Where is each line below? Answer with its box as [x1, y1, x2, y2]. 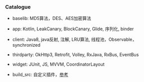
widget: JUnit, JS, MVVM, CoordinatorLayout [12, 61, 105, 68]
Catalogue [5, 3, 31, 10]
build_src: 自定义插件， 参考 [12, 72, 69, 78]
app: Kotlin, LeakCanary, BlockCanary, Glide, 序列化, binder [12, 26, 134, 32]
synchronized [12, 42, 41, 48]
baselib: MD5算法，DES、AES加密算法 [12, 15, 91, 21]
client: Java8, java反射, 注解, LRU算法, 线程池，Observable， [12, 36, 137, 43]
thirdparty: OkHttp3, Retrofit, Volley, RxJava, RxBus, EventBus [12, 52, 139, 58]
